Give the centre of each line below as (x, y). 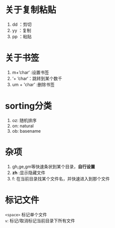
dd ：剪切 (22, 24)
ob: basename (26, 131)
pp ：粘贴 (22, 36)
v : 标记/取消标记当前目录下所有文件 (40, 220)
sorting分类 (28, 106)
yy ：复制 (22, 30)
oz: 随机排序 (24, 120)
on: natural (23, 126)
